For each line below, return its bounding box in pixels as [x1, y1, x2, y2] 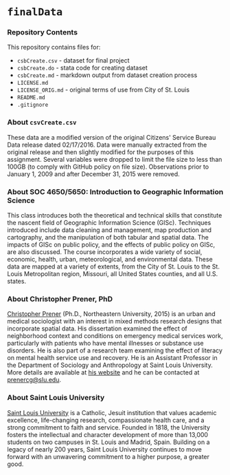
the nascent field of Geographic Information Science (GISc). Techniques [7, 219, 211, 227]
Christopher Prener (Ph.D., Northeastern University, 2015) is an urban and [7, 310, 216, 318]
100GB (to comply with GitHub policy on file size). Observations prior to [7, 162, 209, 171]
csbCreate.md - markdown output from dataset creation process [16, 71, 198, 79]
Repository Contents [7, 28, 78, 37]
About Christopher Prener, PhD [7, 295, 113, 304]
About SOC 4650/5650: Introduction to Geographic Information [7, 187, 224, 196]
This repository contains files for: [7, 43, 101, 52]
